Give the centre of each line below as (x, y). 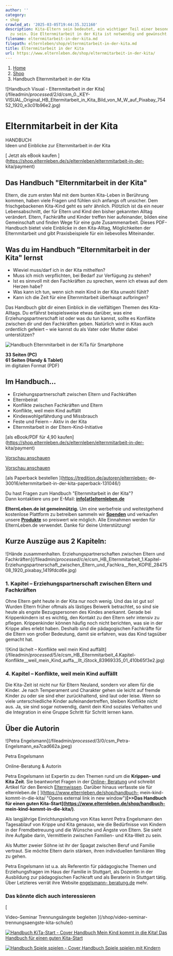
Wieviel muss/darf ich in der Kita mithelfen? (59, 270)
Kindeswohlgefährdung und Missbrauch (55, 416)
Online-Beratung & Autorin (33, 766)
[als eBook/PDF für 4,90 (31, 437)
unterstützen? (20, 335)
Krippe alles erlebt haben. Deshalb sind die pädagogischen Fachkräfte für (84, 628)
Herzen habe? (28, 287)
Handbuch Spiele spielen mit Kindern (121, 948)
